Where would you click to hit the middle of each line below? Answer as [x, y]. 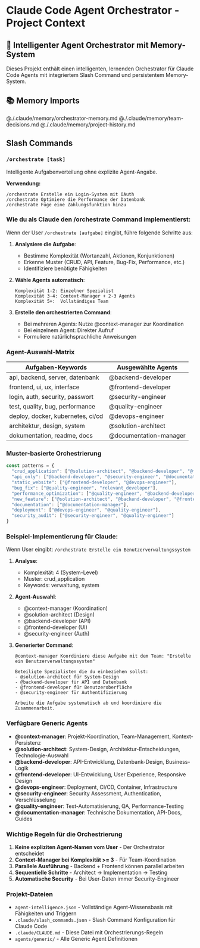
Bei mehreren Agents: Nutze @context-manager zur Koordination [104, 324]
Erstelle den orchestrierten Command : [63, 312]
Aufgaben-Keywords [56, 367]
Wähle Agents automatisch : [50, 280]
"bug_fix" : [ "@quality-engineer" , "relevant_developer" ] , [85, 488]
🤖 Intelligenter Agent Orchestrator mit [77, 45]
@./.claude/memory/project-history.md [88, 124]
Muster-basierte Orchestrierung [54, 454]
